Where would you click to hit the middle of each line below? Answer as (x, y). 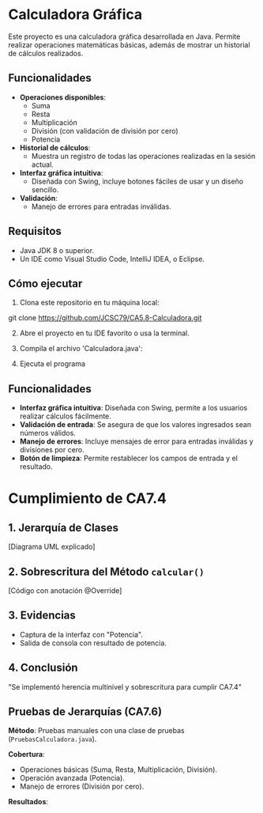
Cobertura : (26, 754)
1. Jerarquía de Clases (64, 528)
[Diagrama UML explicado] (52, 546)
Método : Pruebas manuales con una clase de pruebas (96, 731)
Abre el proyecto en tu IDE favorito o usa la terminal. (104, 333)
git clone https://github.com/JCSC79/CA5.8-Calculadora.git (105, 318)
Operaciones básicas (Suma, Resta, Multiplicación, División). (118, 770)
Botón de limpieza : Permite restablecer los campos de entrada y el (129, 458)
